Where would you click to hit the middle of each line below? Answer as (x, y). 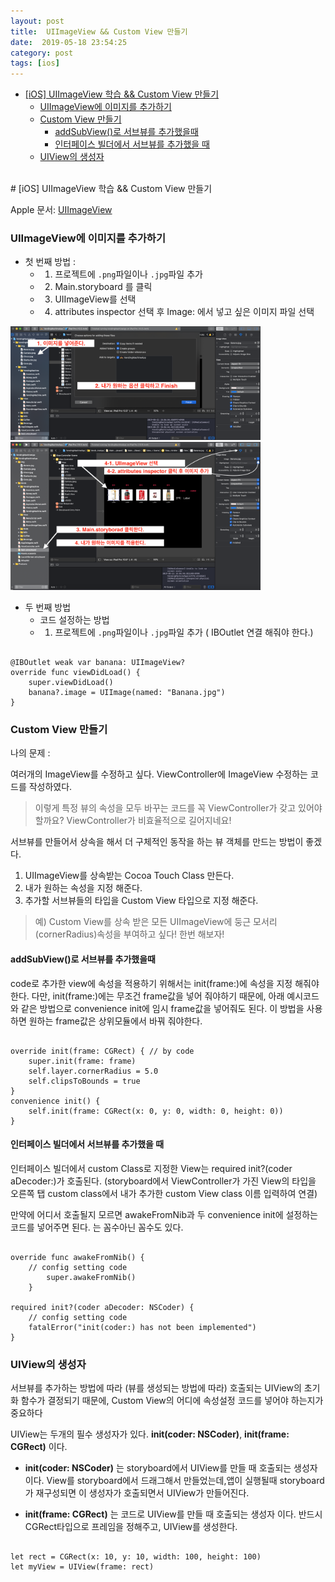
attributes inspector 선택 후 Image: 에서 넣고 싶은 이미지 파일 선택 (184, 312)
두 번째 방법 (48, 607)
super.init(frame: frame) (82, 1061)
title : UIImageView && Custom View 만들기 (99, 31)
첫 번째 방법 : (50, 262)
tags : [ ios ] (35, 63)
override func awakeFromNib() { (77, 1257)
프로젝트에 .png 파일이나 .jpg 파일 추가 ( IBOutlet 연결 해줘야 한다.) (184, 632)
